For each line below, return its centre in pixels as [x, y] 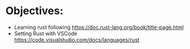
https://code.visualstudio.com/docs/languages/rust [77, 40]
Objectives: [34, 11]
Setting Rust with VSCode [46, 33]
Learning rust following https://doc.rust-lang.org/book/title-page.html [99, 27]
